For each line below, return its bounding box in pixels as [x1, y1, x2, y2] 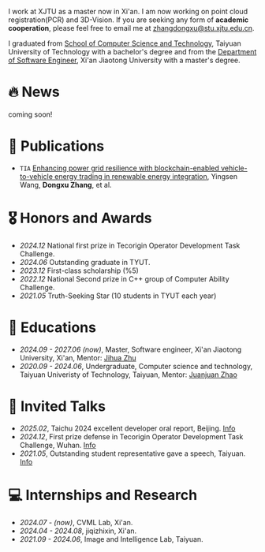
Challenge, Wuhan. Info [19, 440, 96, 449]
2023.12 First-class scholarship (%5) [19, 266, 140, 275]
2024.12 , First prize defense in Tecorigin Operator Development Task [19, 431, 244, 441]
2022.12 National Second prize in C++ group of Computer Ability [19, 274, 230, 283]
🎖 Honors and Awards [8, 209, 152, 227]
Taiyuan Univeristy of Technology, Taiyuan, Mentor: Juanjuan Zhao [19, 370, 238, 379]
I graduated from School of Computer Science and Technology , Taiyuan [8, 39, 242, 48]
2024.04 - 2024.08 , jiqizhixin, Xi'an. [19, 526, 137, 535]
